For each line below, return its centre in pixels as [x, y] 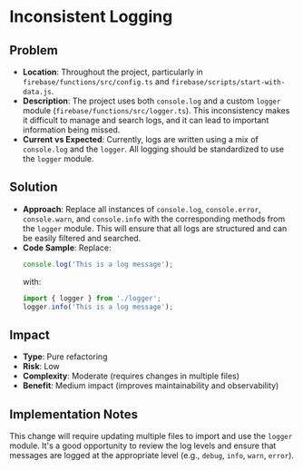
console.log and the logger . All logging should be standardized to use [153, 149]
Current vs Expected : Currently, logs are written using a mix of [140, 139]
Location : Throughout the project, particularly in [113, 72]
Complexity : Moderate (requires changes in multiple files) [131, 376]
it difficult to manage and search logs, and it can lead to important [146, 120]
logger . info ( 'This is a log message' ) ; [98, 307]
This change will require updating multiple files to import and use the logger [151, 436]
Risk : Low [41, 367]
